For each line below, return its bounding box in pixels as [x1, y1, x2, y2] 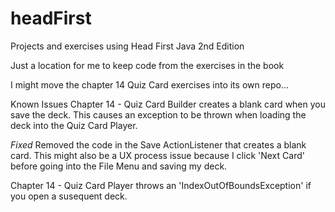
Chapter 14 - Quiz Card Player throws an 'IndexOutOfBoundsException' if [10, 179, 312, 191]
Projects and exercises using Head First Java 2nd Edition [10, 40, 245, 52]
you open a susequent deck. [10, 190, 128, 202]
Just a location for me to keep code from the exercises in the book [10, 59, 285, 71]
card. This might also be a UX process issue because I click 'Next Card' [10, 149, 305, 161]
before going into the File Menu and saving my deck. [10, 160, 228, 172]
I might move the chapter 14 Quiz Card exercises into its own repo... [10, 78, 289, 91]
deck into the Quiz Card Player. [10, 119, 138, 131]
